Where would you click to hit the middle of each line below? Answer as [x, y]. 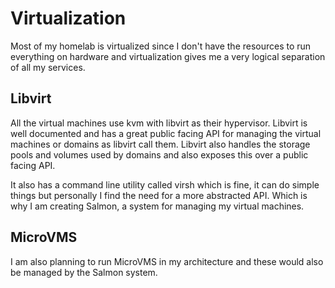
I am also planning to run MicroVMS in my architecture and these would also [167, 261]
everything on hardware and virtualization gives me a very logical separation [168, 56]
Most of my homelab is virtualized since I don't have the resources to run [161, 46]
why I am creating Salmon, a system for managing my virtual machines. [157, 206]
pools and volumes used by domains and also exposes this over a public [159, 154]
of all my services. [48, 67]
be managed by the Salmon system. [84, 272]
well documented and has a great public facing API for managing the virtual [166, 133]
